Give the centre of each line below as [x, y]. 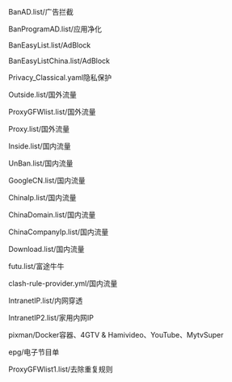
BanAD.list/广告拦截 [41, 12]
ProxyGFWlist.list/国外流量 [52, 112]
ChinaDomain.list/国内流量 [52, 215]
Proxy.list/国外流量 [39, 129]
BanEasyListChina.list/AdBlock [59, 61]
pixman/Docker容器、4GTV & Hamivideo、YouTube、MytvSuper [116, 335]
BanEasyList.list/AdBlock [50, 45]
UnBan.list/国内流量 [41, 163]
